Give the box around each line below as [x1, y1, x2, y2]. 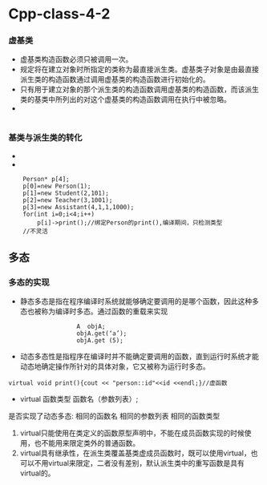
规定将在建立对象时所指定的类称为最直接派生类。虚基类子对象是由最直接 [19, 65, 259, 75]
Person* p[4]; [22, 175, 70, 183]
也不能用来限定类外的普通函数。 [34, 439, 140, 448]
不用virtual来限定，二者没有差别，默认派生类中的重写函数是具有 [34, 459, 245, 468]
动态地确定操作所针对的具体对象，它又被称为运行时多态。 [19, 362, 210, 371]
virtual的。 [19, 468, 55, 478]
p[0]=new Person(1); [22, 182, 91, 190]
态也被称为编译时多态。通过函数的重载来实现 [19, 306, 168, 317]
